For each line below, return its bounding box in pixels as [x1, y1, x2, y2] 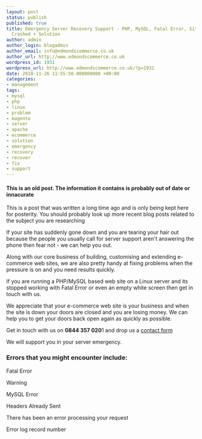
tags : [6, 87, 20, 93]
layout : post [6, 8, 39, 15]
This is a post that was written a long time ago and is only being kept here [6, 204, 189, 212]
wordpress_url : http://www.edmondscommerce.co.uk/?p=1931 [6, 65, 155, 71]
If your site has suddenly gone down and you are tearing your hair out [6, 229, 179, 236]
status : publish [6, 14, 47, 21]
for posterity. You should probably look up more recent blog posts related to [6, 210, 194, 218]
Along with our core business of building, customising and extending [6, 253, 176, 261]
